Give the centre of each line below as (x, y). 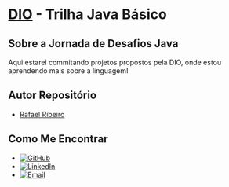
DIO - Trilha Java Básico (87, 15)
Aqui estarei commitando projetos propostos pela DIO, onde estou (115, 62)
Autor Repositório (52, 95)
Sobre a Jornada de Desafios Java (93, 44)
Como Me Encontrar (58, 139)
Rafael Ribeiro (42, 114)
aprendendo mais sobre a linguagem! (68, 71)
